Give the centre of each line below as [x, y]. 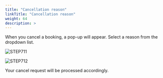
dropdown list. [20, 42]
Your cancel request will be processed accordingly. [57, 71]
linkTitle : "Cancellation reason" [41, 14]
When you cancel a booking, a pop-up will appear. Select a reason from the [81, 37]
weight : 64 [16, 19]
